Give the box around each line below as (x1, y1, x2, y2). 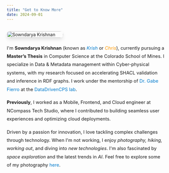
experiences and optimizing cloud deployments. (7, 116, 111, 122)
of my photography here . (7, 162, 61, 168)
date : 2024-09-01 (7, 12, 43, 17)
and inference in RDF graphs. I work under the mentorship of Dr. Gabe (7, 78, 158, 84)
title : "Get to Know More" (7, 7, 63, 13)
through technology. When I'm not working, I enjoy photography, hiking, (7, 137, 162, 143)
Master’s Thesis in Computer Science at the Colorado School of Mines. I (7, 53, 164, 59)
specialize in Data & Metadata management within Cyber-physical (7, 61, 149, 68)
